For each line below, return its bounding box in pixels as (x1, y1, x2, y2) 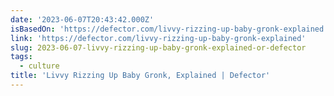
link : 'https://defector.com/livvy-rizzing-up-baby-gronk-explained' (10, 33, 307, 43)
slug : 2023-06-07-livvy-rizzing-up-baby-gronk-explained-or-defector (10, 42, 307, 53)
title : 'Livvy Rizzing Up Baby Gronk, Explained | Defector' (10, 71, 271, 81)
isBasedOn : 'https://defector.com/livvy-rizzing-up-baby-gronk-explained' (10, 24, 329, 34)
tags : (10, 52, 33, 62)
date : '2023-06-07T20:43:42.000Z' (10, 14, 155, 25)
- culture (19, 61, 60, 71)
